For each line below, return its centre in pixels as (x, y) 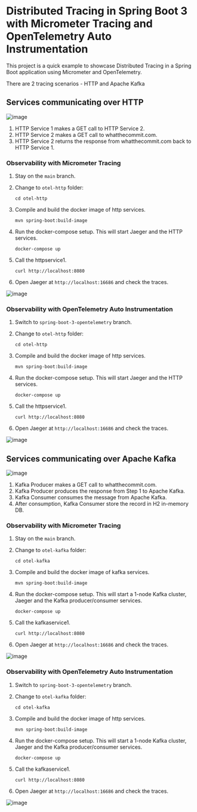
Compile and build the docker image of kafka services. (82, 572)
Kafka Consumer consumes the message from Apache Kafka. (91, 497)
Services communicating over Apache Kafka (91, 459)
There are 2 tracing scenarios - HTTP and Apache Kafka (76, 83)
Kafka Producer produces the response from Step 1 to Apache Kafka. (100, 491)
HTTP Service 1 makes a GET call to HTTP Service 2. (80, 128)
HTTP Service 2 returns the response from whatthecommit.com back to (103, 141)
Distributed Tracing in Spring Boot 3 (97, 11)
